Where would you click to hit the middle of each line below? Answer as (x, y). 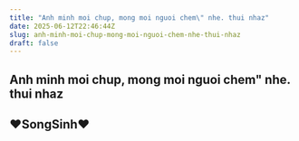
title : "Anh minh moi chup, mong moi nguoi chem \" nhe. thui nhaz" (140, 18)
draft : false (34, 43)
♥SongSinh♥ (50, 124)
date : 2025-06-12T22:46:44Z (63, 26)
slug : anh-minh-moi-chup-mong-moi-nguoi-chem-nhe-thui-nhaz (125, 34)
